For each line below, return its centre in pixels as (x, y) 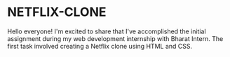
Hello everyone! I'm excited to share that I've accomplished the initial (107, 31)
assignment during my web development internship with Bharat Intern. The (115, 38)
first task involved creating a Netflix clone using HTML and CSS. (100, 46)
